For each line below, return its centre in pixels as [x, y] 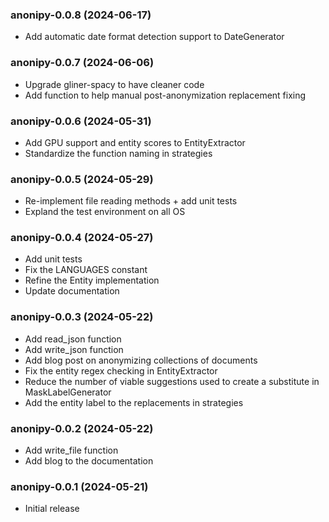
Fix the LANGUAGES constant [86, 270]
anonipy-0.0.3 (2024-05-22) [82, 317]
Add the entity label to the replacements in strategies [134, 402]
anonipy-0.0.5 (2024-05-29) [82, 179]
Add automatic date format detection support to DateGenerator [154, 37]
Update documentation [72, 291]
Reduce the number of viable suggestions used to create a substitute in [172, 381]
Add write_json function [74, 349]
